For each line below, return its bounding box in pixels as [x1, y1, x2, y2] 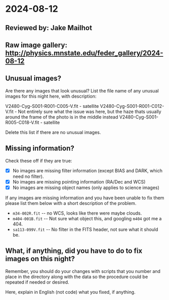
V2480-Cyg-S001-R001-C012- [100, 103, 164, 109]
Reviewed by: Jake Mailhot [5, 24, 93, 32]
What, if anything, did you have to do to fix [5, 246, 143, 256]
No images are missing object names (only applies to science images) [12, 184, 159, 191]
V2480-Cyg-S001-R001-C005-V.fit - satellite [5, 103, 99, 109]
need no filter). [12, 173, 44, 179]
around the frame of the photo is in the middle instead [5, 113, 119, 120]
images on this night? [5, 255, 75, 263]
